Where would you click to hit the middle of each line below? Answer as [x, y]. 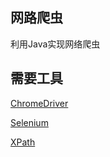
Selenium [29, 122]
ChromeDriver [39, 103]
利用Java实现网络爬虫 [55, 44]
